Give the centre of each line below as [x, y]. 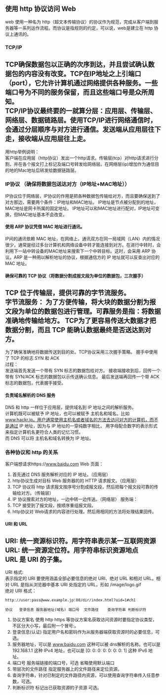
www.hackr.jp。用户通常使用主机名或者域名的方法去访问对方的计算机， [77, 419]
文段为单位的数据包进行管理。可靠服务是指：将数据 [83, 312]
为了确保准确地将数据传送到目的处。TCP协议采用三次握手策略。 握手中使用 [82, 352]
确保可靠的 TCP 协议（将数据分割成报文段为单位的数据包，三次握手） [75, 276]
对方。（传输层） [37, 493]
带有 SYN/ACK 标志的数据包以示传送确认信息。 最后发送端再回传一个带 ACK [82, 377]
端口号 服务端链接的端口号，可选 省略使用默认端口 [63, 663]
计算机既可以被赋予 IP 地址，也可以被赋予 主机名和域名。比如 [67, 413]
